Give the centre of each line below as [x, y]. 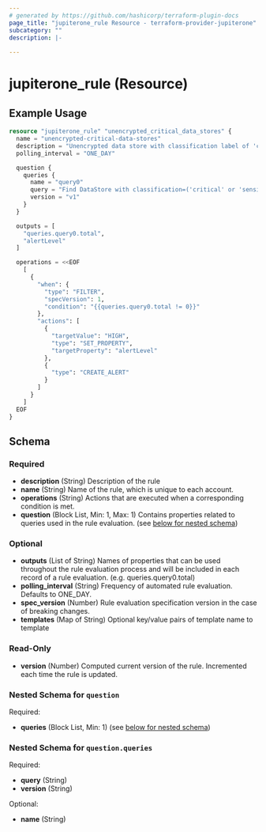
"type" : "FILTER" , [74, 292]
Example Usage [48, 113]
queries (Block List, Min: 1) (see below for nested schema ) [116, 728]
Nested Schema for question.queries [81, 748]
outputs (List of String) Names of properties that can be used [120, 561]
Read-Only [30, 649]
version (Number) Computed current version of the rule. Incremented [133, 666]
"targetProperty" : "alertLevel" [104, 350]
